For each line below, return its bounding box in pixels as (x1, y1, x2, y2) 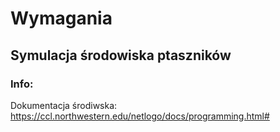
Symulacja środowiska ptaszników (10, 47, 232, 64)
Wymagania (10, 7, 113, 30)
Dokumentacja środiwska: (10, 99, 118, 111)
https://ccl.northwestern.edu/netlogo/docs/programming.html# (10, 110, 270, 122)
